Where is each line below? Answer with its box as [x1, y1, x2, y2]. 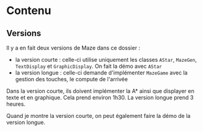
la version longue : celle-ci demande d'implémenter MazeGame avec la [15, 69, 188, 76]
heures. [6, 100, 26, 108]
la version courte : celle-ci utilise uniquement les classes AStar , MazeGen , [15, 56, 197, 63]
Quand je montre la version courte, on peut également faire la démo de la [6, 112, 191, 119]
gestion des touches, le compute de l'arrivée [15, 76, 128, 82]
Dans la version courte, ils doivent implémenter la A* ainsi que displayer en [6, 87, 194, 95]
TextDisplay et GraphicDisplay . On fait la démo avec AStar [15, 62, 162, 70]
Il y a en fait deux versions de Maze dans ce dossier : [6, 44, 141, 51]
